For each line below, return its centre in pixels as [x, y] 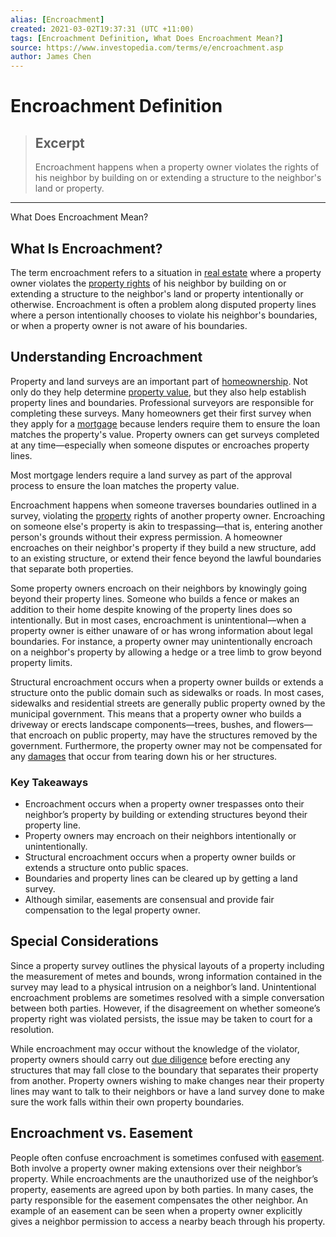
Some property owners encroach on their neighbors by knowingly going [159, 588]
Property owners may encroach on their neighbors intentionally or [160, 836]
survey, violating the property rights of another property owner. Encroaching [168, 515]
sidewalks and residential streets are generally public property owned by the [168, 703]
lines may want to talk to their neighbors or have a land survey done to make [167, 1091]
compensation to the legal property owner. [112, 910]
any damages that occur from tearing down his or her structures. [144, 756]
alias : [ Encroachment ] [57, 19]
